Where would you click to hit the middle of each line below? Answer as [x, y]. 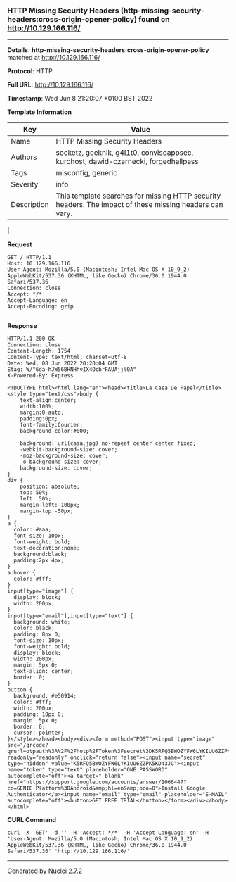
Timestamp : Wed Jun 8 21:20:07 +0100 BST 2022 [80, 99]
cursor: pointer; [39, 733]
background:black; [41, 555]
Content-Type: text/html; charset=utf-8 [67, 358]
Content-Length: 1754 [39, 351]
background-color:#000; [55, 431]
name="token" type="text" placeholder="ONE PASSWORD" [88, 770]
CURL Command [32, 820]
